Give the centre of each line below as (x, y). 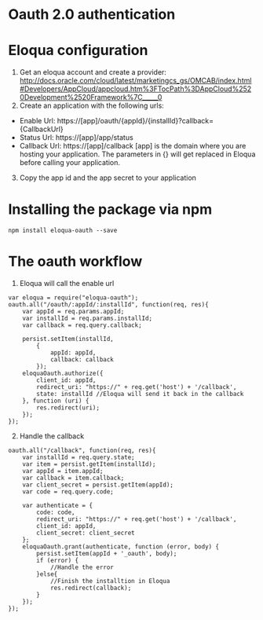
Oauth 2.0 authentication (92, 15)
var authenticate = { (57, 505)
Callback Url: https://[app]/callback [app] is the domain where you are (133, 146)
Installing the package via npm (110, 209)
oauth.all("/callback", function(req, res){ (82, 450)
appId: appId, (73, 353)
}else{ (47, 574)
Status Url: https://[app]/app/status (76, 138)
